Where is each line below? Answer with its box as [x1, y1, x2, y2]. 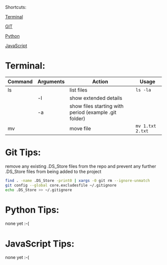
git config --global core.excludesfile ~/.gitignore [5, 182, 117, 188]
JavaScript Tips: [5, 238, 75, 249]
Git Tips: [5, 147, 41, 158]
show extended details [69, 94, 123, 101]
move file [69, 125, 91, 132]
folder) [69, 115, 85, 122]
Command [7, 78, 33, 85]
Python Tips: [5, 204, 60, 215]
